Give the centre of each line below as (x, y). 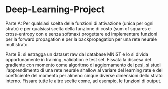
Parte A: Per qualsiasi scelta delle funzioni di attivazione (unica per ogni (79, 23)
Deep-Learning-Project (55, 9)
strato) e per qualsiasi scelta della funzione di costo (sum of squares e (78, 28)
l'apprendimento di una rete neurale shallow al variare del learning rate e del (84, 70)
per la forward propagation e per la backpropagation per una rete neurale (81, 39)
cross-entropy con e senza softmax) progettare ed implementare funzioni (81, 34)
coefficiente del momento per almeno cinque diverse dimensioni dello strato (84, 75)
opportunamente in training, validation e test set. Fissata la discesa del (78, 59)
